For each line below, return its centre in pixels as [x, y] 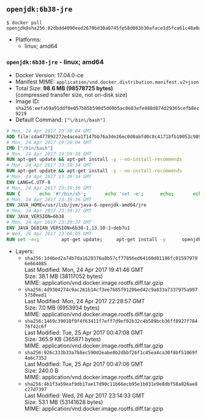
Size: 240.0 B [41, 370]
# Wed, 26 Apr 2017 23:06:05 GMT [49, 234]
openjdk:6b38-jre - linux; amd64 [55, 62]
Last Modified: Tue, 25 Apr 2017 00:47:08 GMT [84, 332]
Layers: [25, 251]
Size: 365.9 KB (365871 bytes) [63, 339]
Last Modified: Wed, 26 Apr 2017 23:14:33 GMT [85, 395]
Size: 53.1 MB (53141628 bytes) [63, 402]
